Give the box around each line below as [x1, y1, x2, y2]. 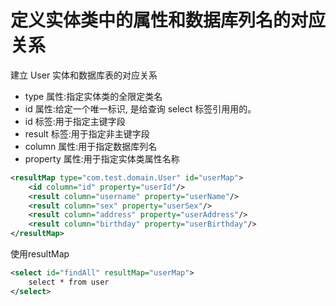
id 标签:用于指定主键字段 [24, 115, 126, 127]
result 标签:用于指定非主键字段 [24, 127, 150, 140]
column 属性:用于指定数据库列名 [24, 140, 158, 152]
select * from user [28, 277, 110, 287]
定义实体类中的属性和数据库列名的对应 [10, 9, 327, 32]
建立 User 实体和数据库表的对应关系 [10, 69, 158, 81]
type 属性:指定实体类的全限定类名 [24, 90, 163, 102]
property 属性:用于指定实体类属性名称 [24, 152, 180, 165]
